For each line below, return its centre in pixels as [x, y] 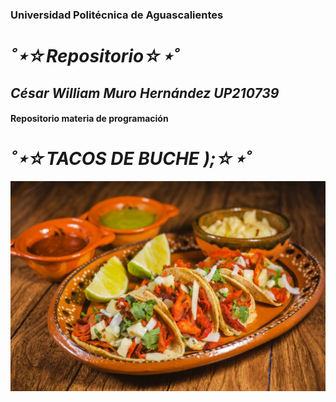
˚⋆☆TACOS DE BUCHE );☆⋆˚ [131, 159]
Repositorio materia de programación [89, 119]
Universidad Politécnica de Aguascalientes [117, 15]
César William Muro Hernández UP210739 [145, 93]
